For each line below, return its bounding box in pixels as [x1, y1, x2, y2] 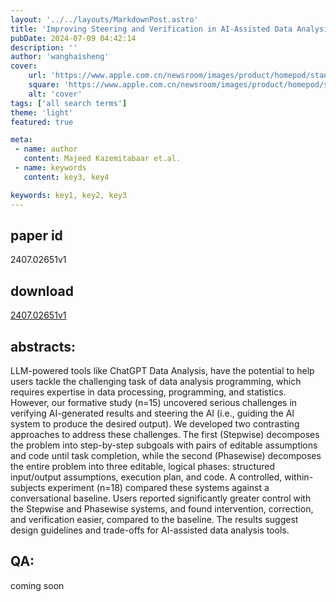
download [10, 282, 74, 300]
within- [284, 471, 314, 483]
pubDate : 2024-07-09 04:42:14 [10, 33, 137, 43]
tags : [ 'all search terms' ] [10, 98, 128, 108]
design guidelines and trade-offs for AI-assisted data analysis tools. [10, 524, 290, 536]
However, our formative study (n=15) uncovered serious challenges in [10, 396, 298, 408]
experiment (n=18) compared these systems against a [47, 481, 270, 493]
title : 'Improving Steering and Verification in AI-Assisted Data [10, 24, 293, 34]
